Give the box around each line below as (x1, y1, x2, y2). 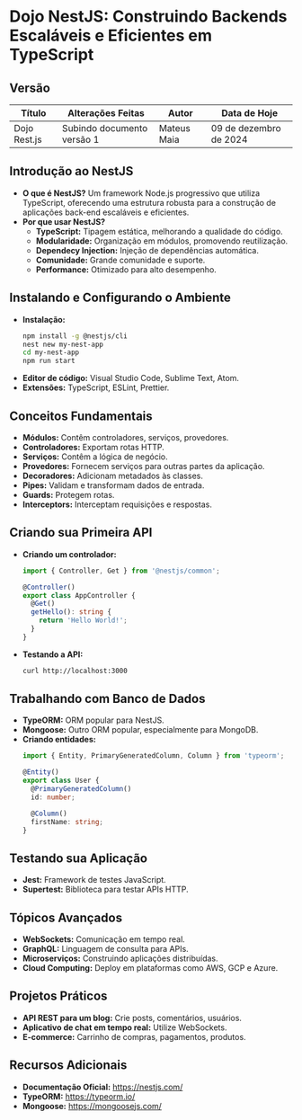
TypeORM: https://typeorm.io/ (22, 1090, 136, 1102)
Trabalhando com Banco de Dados (9, 691, 206, 707)
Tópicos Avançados (9, 910, 123, 925)
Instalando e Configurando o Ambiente (9, 290, 232, 306)
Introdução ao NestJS (9, 164, 134, 179)
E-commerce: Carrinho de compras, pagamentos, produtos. (22, 1031, 246, 1042)
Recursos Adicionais (9, 1058, 128, 1073)
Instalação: (22, 314, 66, 324)
